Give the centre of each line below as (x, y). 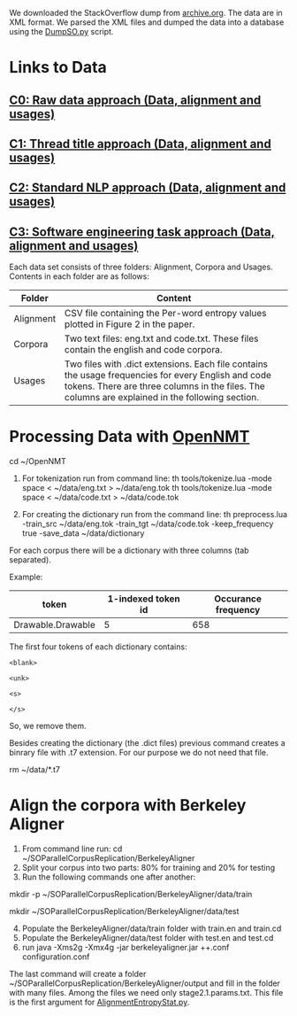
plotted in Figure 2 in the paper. (130, 324)
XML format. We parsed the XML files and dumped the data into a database (147, 22)
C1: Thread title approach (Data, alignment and (140, 144)
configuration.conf (56, 957)
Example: (26, 577)
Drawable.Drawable (54, 625)
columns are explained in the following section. (162, 398)
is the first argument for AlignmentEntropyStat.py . (99, 1002)
